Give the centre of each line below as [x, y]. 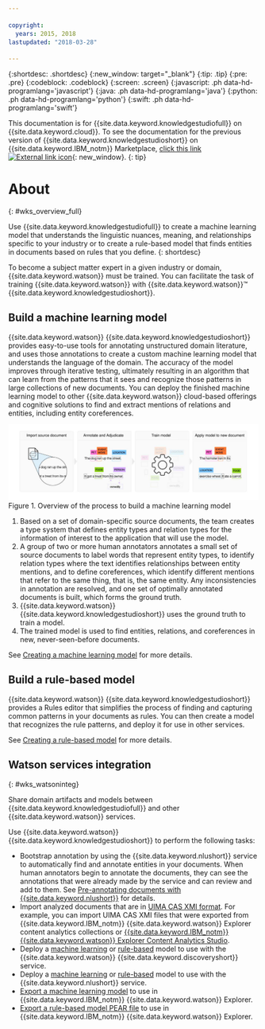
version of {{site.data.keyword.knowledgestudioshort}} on [103, 140]
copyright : [26, 25]
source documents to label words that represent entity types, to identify [137, 555]
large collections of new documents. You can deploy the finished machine [129, 388]
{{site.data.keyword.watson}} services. [72, 817]
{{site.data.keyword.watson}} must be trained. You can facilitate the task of [131, 276]
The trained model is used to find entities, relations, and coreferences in [137, 631]
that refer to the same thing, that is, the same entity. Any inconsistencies [138, 580]
